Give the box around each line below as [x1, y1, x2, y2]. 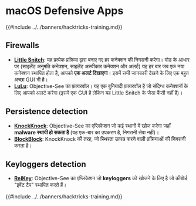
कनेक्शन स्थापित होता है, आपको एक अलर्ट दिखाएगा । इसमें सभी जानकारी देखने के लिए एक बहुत [13, 69, 189, 76]
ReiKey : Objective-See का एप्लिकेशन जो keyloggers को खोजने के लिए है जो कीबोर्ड [13, 175, 188, 182]
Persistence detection [5, 107, 89, 117]
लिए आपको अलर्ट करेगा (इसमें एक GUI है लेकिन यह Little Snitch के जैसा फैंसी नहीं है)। [13, 89, 183, 96]
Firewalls [5, 40, 39, 50]
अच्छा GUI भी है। [13, 76, 48, 83]
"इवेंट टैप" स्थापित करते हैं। [13, 181, 67, 188]
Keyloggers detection [5, 159, 86, 169]
